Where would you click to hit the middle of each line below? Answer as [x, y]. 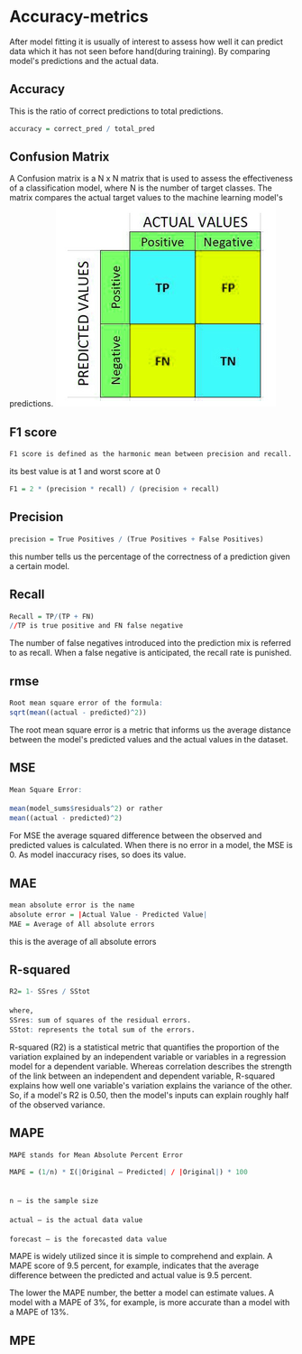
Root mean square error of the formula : [87, 703]
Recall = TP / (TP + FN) [52, 616]
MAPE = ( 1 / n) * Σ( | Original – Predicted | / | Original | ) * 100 [128, 1172]
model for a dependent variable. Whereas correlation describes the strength [151, 1066]
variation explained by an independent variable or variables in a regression [148, 1056]
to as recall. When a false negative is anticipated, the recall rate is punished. [151, 653]
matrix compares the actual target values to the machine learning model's [146, 198]
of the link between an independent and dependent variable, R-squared [142, 1076]
